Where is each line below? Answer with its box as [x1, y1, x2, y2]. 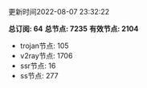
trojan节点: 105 [19, 41, 70, 50]
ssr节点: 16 [19, 61, 56, 70]
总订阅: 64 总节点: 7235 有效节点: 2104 [8, 24, 139, 34]
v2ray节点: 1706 [19, 51, 73, 60]
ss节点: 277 [19, 71, 59, 80]
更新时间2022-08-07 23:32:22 [8, 7, 110, 16]
